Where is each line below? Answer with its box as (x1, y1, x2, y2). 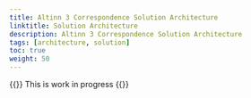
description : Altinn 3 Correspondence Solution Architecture (9, 29, 243, 38)
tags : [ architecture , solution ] (9, 37, 130, 47)
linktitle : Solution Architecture (9, 21, 139, 30)
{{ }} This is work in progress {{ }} (9, 79, 130, 89)
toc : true (9, 46, 47, 55)
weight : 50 (9, 54, 50, 63)
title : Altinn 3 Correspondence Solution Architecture (9, 12, 219, 22)
